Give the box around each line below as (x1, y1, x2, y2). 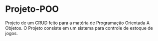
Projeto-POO (5, 3, 59, 15)
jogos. (5, 30, 18, 36)
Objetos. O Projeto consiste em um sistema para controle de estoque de (5, 25, 153, 31)
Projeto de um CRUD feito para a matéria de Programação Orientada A (5, 20, 150, 26)
